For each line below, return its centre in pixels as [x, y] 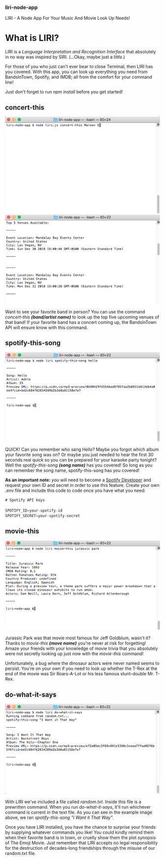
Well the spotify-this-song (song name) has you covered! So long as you [79, 465]
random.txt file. [20, 853]
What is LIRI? [32, 38]
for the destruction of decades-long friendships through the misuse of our [80, 848]
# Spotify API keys [25, 500]
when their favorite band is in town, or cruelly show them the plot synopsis [81, 837]
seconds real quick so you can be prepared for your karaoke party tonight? [81, 460]
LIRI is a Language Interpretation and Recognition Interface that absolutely [81, 52]
